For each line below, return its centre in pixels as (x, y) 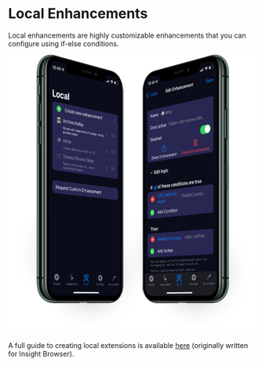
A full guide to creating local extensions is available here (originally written (128, 345)
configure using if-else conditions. (64, 43)
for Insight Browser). (41, 353)
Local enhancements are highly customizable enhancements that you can (127, 35)
